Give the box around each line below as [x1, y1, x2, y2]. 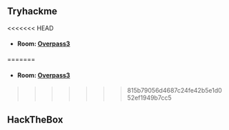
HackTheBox [7, 113, 63, 125]
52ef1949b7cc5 [127, 93, 172, 102]
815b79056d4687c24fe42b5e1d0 [127, 86, 222, 95]
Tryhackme [7, 6, 57, 17]
